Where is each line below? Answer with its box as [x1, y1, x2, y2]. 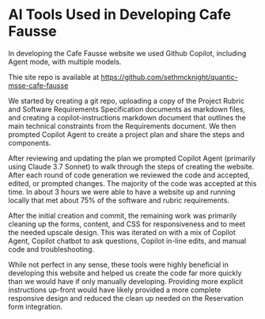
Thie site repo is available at [8, 72, 100, 82]
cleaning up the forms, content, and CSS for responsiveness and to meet [8, 219, 246, 229]
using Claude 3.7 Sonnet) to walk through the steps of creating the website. [8, 161, 255, 171]
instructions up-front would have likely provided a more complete [8, 285, 221, 294]
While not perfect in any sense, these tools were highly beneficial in [8, 260, 229, 269]
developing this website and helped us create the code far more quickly [8, 268, 242, 278]
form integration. [8, 302, 63, 311]
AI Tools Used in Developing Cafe [8, 6, 232, 24]
